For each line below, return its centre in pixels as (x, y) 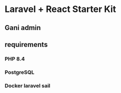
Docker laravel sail (27, 85)
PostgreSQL (19, 72)
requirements (26, 44)
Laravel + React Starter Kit (60, 9)
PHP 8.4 (15, 58)
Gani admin (23, 28)
